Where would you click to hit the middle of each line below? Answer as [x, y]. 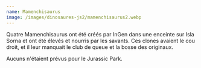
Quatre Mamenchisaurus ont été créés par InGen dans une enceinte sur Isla [100, 34]
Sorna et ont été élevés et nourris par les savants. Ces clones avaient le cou [101, 41]
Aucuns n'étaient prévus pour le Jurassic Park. [64, 58]
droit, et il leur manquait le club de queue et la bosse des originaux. [90, 47]
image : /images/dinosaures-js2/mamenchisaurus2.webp [74, 17]
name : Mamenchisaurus [33, 12]
